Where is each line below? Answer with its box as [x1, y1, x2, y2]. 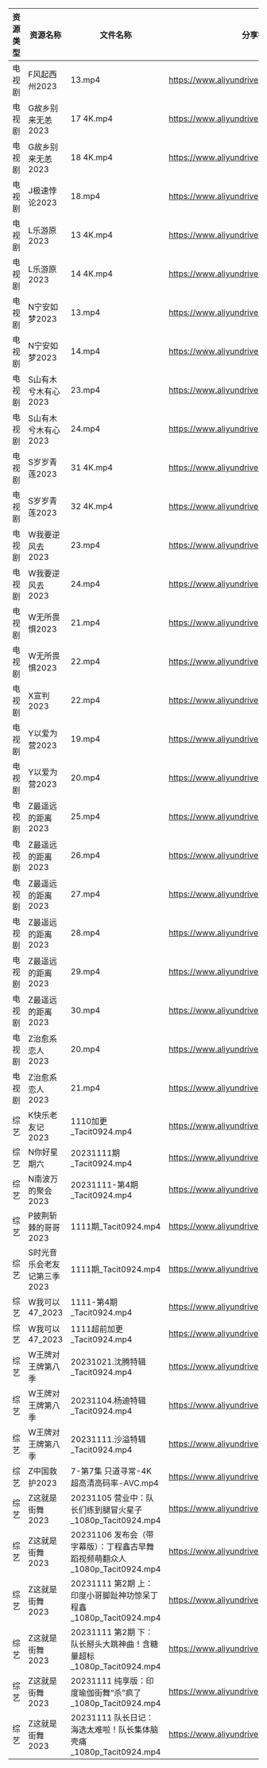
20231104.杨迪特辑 [70, 1395, 146, 1406]
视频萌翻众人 [78, 1553, 127, 1564]
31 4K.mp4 [70, 462, 114, 472]
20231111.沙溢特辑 [70, 1434, 146, 1444]
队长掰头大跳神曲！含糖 [70, 1638, 159, 1649]
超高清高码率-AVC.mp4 [70, 1478, 159, 1488]
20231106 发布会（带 [70, 1529, 154, 1540]
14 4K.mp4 [70, 268, 114, 279]
